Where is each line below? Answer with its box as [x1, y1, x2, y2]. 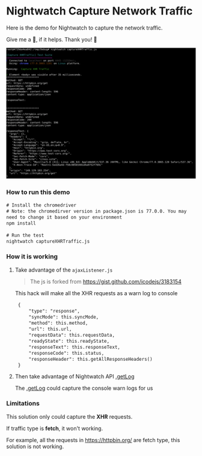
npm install [6, 220, 36, 226]
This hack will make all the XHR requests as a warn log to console [14, 289, 178, 296]
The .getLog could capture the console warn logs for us [14, 384, 153, 392]
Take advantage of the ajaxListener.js [14, 266, 113, 273]
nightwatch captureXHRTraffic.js [6, 239, 90, 245]
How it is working [6, 252, 58, 261]
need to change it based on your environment [6, 214, 122, 220]
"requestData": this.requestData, [28, 332, 115, 338]
